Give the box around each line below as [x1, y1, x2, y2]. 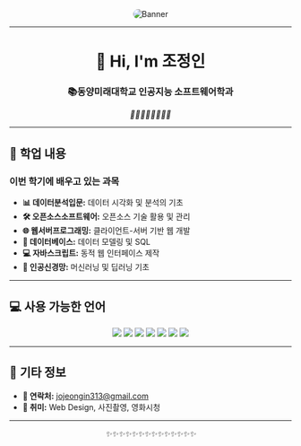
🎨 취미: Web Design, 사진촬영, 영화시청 [21, 401, 161, 412]
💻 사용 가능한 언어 [9, 299, 106, 314]
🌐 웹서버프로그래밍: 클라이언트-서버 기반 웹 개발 [21, 225, 191, 236]
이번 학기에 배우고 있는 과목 [9, 175, 120, 188]
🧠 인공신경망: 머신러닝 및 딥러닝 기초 [21, 262, 150, 273]
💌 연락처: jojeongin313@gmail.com [21, 390, 150, 401]
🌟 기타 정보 [9, 365, 67, 380]
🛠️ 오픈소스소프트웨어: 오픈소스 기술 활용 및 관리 [21, 211, 191, 223]
